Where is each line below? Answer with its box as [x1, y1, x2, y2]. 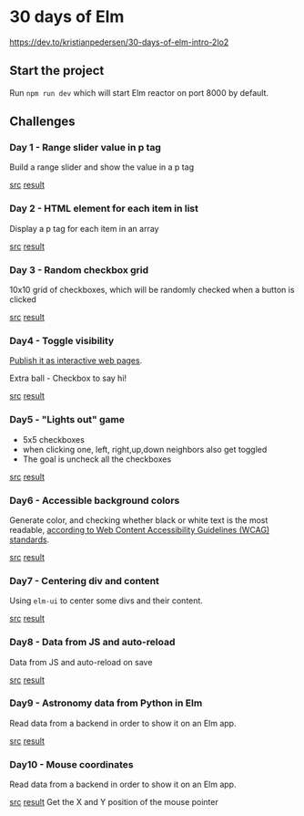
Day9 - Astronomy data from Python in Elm [9, 696, 203, 709]
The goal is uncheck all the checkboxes [22, 454, 172, 465]
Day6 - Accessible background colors [9, 494, 180, 507]
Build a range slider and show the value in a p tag [9, 162, 194, 173]
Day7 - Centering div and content [9, 574, 159, 587]
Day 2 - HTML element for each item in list [9, 203, 198, 215]
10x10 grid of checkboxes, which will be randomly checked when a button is [9, 285, 295, 296]
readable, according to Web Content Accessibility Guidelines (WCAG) [9, 524, 270, 535]
